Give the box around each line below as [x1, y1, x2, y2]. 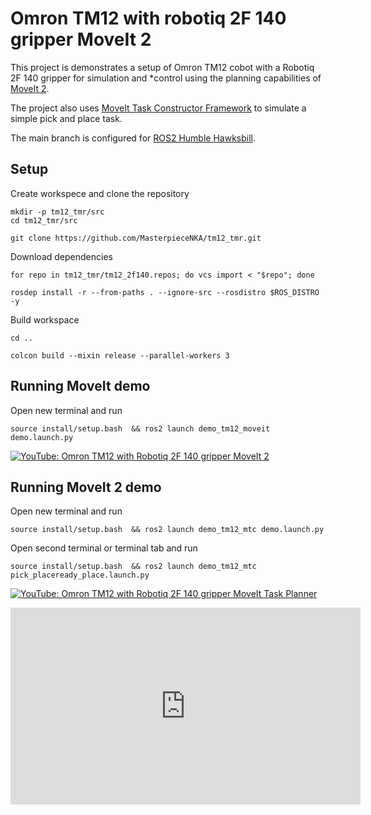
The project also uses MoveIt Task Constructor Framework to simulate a [10, 102, 307, 114]
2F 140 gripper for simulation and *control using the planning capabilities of [10, 72, 322, 84]
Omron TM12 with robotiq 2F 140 [10, 7, 287, 30]
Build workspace [10, 313, 80, 326]
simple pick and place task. [10, 112, 123, 124]
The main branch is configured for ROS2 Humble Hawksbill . [10, 132, 257, 144]
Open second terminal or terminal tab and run [10, 542, 198, 554]
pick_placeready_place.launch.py [10, 570, 150, 581]
